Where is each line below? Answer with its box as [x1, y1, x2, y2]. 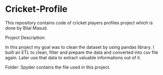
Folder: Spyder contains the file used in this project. [5, 64, 110, 70]
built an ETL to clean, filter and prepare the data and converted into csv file [5, 49, 159, 55]
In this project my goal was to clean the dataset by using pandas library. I [5, 44, 155, 50]
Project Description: [5, 35, 46, 40]
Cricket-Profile [5, 3, 68, 15]
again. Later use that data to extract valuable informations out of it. [5, 54, 141, 60]
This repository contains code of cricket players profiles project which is [5, 20, 153, 26]
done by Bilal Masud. [5, 25, 48, 31]
